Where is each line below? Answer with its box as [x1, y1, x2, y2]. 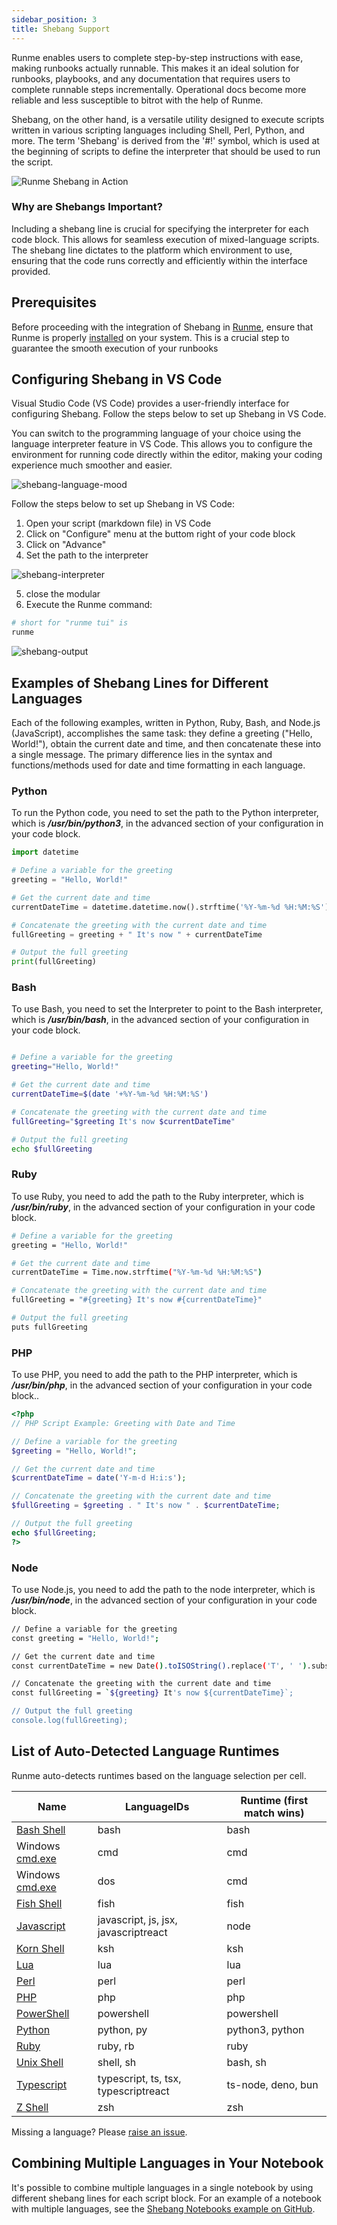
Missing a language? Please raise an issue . [11, 2126, 188, 2138]
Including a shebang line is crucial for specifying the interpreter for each [11, 222, 309, 235]
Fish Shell [16, 1896, 63, 1910]
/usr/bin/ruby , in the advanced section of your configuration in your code [11, 1201, 316, 1213]
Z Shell [16, 2100, 49, 2114]
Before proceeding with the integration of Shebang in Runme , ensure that [11, 321, 314, 333]
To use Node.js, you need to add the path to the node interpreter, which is [11, 1583, 316, 1595]
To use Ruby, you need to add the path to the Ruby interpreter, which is [11, 1190, 304, 1202]
